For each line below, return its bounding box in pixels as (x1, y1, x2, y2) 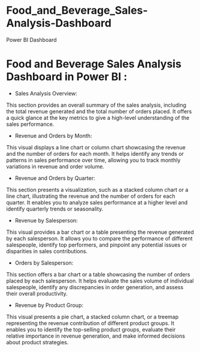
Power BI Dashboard (6, 36, 57, 43)
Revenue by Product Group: (14, 301, 84, 309)
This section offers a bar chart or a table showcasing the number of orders (6, 270, 190, 278)
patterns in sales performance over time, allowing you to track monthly (6, 157, 181, 164)
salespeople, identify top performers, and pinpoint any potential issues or (6, 241, 187, 248)
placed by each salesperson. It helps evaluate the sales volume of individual (6, 277, 194, 284)
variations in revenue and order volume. (6, 163, 105, 170)
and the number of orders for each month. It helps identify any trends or (6, 150, 184, 157)
